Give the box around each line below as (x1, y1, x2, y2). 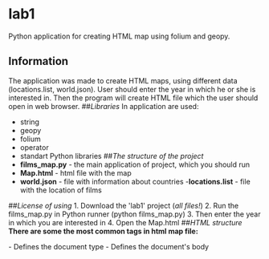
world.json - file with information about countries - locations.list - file (19, 176, 251, 186)
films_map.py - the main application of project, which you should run (19, 160, 251, 169)
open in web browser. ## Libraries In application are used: (8, 101, 199, 111)
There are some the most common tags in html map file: (8, 226, 198, 236)
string (19, 117, 40, 127)
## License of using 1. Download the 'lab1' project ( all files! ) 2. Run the (8, 200, 239, 210)
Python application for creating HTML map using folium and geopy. (8, 31, 230, 41)
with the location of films (19, 185, 102, 195)
